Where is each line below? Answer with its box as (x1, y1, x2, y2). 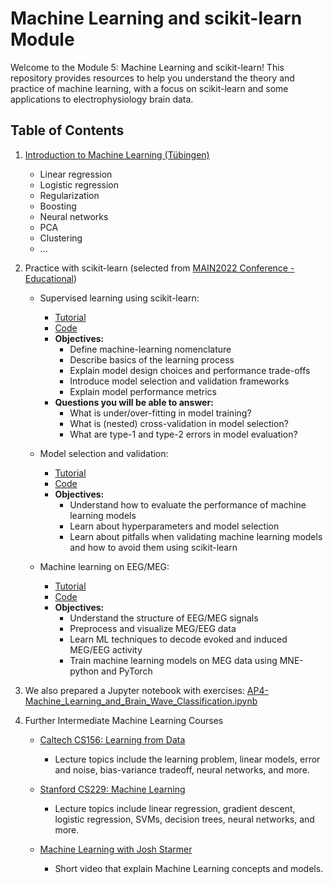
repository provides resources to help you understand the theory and (10, 72, 295, 84)
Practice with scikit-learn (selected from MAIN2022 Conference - (24, 262, 295, 274)
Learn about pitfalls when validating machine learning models (69, 530, 323, 542)
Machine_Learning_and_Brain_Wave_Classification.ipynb (24, 695, 258, 707)
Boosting (39, 200, 77, 212)
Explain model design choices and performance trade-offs (69, 364, 311, 376)
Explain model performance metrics (69, 385, 217, 397)
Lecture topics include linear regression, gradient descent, (54, 802, 296, 814)
